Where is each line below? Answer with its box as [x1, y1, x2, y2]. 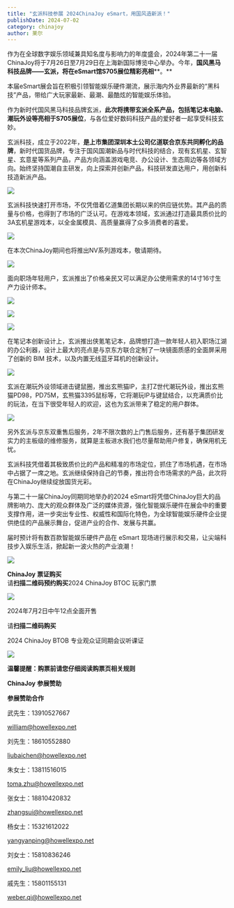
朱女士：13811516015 [7, 766, 67, 774]
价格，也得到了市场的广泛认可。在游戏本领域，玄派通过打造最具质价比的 [19, 210, 227, 218]
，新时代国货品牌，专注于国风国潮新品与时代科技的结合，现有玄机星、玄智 [13, 147, 227, 155]
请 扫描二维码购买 [7, 622, 56, 630]
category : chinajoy [7, 23, 64, 30]
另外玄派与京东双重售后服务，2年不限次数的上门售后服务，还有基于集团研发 [7, 427, 225, 437]
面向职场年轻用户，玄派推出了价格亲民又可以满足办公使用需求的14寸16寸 [7, 274, 216, 283]
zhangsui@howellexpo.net [7, 808, 84, 817]
